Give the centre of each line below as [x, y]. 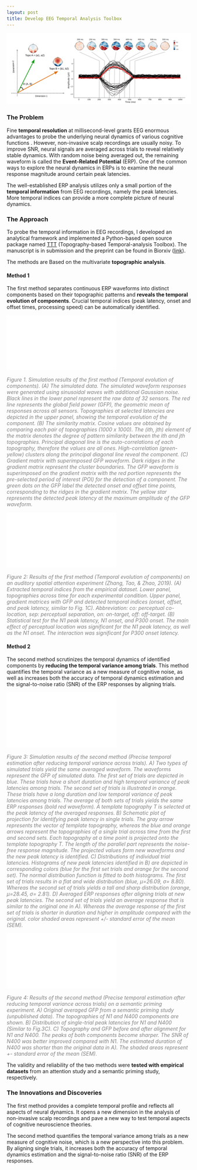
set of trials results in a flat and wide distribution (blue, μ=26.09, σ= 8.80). [96, 881]
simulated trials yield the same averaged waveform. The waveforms [89, 769]
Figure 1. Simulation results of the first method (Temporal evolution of [90, 380]
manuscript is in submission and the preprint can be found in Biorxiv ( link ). [96, 250]
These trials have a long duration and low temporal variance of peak [90, 794]
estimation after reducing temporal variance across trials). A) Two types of [97, 763]
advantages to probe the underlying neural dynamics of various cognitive [95, 136]
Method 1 [18, 275]
